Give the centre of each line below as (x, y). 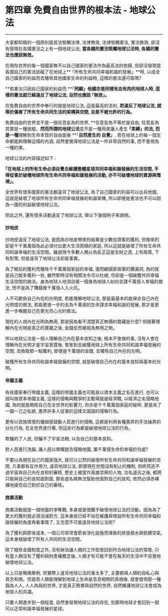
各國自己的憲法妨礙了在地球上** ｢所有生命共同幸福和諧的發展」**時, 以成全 (82, 72)
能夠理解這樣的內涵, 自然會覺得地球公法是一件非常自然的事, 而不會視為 (86, 141)
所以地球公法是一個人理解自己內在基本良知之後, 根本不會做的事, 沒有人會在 (82, 339)
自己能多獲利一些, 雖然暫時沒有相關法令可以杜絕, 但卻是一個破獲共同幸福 (84, 275)
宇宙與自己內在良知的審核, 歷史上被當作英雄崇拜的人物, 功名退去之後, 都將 (85, 473)
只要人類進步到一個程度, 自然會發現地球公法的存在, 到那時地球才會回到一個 (82, 602)
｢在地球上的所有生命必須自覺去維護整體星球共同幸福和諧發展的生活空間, (79, 169)
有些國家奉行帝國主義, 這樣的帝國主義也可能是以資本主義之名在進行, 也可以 (82, 392)
